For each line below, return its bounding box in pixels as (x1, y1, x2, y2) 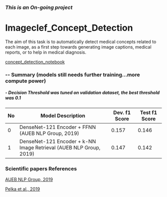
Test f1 (140, 109, 158, 116)
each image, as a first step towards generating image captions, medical (5, 44, 152, 50)
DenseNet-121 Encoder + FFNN (19, 124, 96, 131)
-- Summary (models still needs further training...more (5, 71, 140, 78)
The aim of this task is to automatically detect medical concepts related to (5, 39, 157, 45)
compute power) (5, 77, 46, 84)
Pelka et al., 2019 (5, 186, 40, 192)
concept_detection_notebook (5, 59, 65, 65)
